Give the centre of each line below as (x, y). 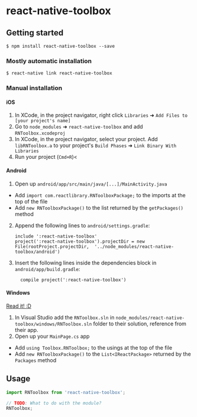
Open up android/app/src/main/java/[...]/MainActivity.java (91, 184)
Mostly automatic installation (49, 61)
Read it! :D (19, 306)
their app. (26, 330)
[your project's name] (43, 121)
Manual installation (34, 88)
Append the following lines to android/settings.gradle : (82, 225)
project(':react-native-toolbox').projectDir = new (80, 241)
